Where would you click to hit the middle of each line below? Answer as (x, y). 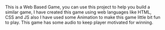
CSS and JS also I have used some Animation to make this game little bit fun (83, 17)
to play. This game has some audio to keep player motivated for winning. (79, 22)
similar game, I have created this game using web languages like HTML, (79, 12)
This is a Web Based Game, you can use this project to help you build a (78, 7)
